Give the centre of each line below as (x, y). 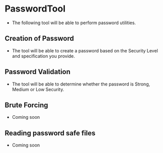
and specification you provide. (44, 56)
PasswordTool (35, 9)
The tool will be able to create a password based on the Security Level (85, 50)
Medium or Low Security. (38, 89)
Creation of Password (39, 39)
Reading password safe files (50, 133)
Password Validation (38, 72)
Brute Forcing (26, 105)
